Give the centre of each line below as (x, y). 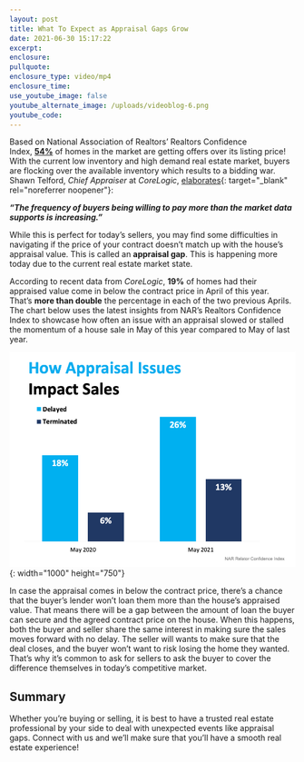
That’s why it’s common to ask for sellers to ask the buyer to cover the (140, 658)
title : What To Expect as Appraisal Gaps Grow (99, 29)
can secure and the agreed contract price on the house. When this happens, (152, 620)
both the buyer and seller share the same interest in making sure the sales (148, 629)
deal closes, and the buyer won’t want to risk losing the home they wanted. (150, 648)
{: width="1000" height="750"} (67, 573)
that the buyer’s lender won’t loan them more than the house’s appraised (145, 600)
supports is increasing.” (56, 217)
